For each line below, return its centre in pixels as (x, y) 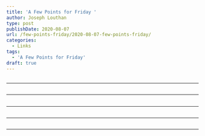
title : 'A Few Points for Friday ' (52, 12)
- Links (22, 46)
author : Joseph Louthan (37, 18)
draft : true (21, 63)
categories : (21, 40)
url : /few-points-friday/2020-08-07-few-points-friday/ (79, 35)
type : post (20, 23)
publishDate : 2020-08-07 (38, 29)
